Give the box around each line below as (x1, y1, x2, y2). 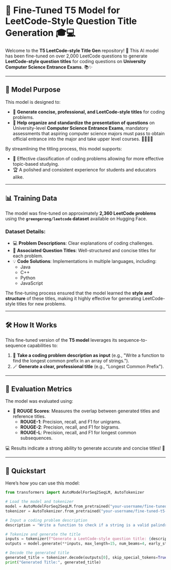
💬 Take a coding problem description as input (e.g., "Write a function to (12, 352, 164, 358)
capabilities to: (27, 342, 58, 348)
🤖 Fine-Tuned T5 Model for (5, 5, 121, 16)
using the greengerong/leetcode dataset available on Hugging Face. (5, 216, 148, 222)
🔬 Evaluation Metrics (5, 385, 72, 394)
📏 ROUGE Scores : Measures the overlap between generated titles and (12, 408, 160, 414)
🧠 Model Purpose (5, 85, 61, 94)
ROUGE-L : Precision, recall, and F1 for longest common (20, 430, 136, 436)
